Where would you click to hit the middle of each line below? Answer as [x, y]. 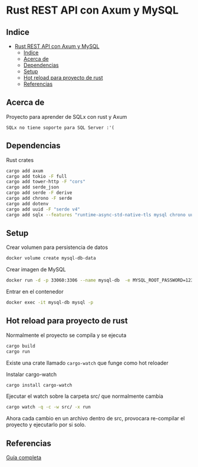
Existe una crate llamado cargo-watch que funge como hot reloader [88, 363]
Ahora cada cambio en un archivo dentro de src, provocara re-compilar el [95, 419]
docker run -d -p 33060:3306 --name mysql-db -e [68, 280]
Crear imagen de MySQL [36, 270]
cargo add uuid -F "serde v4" [43, 209]
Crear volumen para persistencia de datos [57, 247]
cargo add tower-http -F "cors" [46, 182]
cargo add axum [25, 171]
